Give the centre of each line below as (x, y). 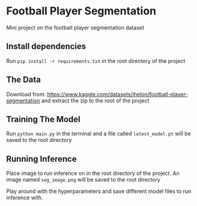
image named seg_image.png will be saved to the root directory (83, 180)
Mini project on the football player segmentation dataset (75, 28)
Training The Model (43, 119)
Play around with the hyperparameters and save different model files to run (99, 191)
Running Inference (41, 159)
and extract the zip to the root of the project (95, 101)
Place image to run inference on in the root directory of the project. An (93, 173)
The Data (23, 80)
